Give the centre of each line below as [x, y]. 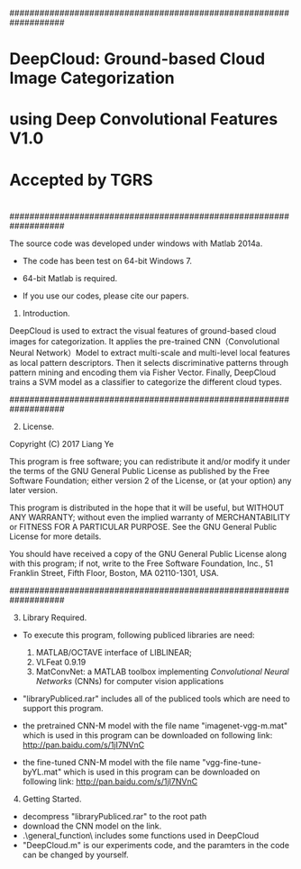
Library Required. [55, 617]
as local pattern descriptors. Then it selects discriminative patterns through [149, 362]
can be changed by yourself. [75, 855]
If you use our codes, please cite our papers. [105, 296]
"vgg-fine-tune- [232, 762]
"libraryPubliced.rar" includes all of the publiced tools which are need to [156, 699]
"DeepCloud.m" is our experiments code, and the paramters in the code [156, 845]
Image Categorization [92, 78]
